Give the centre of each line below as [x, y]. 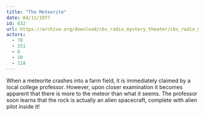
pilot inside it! [23, 106]
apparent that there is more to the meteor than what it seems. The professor [102, 93]
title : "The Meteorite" [37, 12]
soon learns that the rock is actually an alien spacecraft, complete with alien [102, 100]
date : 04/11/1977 [28, 18]
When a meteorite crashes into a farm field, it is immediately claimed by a [99, 81]
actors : [16, 35]
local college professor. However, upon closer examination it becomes [95, 87]
